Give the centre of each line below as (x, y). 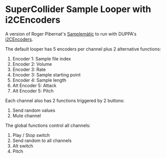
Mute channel (27, 115)
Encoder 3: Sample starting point (46, 74)
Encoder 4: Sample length (39, 80)
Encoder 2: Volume (32, 64)
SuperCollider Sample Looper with (78, 9)
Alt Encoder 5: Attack (34, 85)
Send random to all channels (42, 140)
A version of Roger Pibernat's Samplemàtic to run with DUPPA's (71, 34)
